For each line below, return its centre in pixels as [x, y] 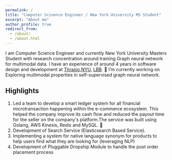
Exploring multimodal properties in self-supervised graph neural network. [83, 75]
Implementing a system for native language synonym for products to [85, 135]
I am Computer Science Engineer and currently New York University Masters [86, 53]
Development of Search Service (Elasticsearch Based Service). [79, 130]
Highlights [22, 91]
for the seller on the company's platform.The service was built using [85, 119]
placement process [33, 152]
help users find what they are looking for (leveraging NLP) [74, 141]
